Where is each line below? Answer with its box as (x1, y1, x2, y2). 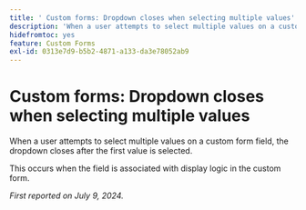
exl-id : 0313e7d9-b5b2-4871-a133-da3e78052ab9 (9, 47, 189, 56)
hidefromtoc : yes (9, 30, 76, 39)
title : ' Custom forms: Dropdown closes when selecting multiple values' (9, 13, 296, 23)
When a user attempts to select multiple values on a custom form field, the (9, 135, 289, 146)
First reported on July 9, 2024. (9, 190, 125, 201)
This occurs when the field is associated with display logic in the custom (9, 163, 281, 174)
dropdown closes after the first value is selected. (9, 145, 193, 156)
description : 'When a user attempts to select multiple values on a (9, 22, 275, 31)
